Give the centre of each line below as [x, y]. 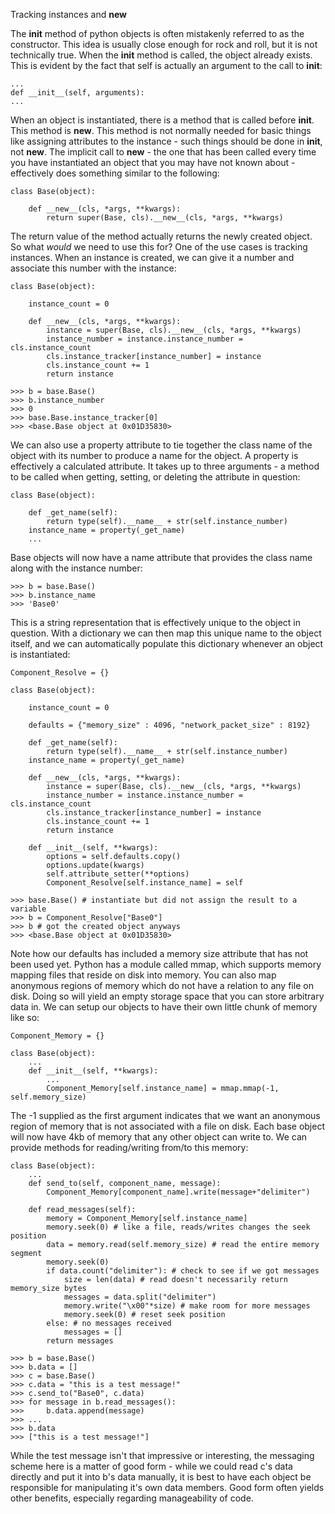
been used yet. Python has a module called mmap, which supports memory [166, 964]
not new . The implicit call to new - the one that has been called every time [163, 152]
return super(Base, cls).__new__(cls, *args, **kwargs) [165, 218]
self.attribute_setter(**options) [118, 874]
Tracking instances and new [68, 14]
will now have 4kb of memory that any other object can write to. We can [159, 1137]
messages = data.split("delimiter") [140, 1297]
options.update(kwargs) [95, 865]
